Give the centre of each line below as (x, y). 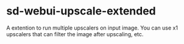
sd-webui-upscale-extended (81, 11)
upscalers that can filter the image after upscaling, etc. (75, 34)
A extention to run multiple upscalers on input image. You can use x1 (92, 28)
